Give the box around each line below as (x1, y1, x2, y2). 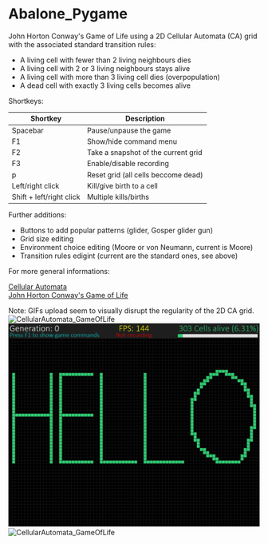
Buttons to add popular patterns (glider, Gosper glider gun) (19, 225, 214, 235)
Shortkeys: (8, 96, 44, 105)
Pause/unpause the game (86, 125, 171, 135)
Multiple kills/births (86, 193, 150, 202)
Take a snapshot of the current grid (86, 148, 203, 157)
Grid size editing (19, 233, 74, 244)
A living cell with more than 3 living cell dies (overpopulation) (19, 72, 221, 81)
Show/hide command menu (86, 137, 178, 146)
